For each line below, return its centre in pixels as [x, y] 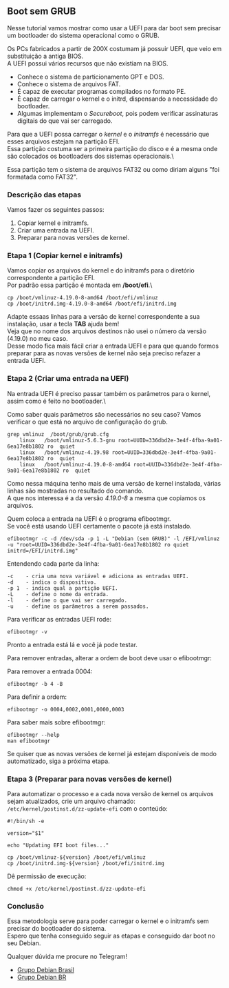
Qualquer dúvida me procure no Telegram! [67, 957]
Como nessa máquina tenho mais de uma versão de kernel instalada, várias [114, 483]
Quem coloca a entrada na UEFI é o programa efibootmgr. [89, 518]
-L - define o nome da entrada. [58, 594]
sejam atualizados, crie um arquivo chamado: [71, 801]
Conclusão [26, 906]
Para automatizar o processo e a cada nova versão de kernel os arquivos [110, 794]
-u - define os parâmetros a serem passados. [78, 606]
